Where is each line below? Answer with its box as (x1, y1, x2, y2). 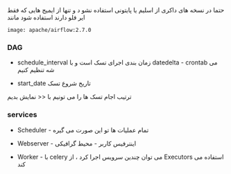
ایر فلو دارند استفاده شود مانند (7, 13, 85, 21)
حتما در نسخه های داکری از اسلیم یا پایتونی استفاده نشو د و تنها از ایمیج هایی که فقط (7, 6, 225, 14)
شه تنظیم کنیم (17, 66, 55, 74)
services (7, 110, 37, 120)
